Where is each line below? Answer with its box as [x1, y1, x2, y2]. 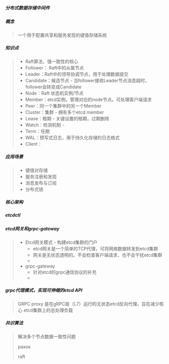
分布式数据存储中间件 [5, 5, 50, 11]
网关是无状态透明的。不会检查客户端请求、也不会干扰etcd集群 [32, 252, 162, 258]
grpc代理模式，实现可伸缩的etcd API [5, 287, 83, 293]
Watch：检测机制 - [25, 122, 64, 128]
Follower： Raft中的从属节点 [25, 65, 84, 71]
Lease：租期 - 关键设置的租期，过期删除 [25, 116, 110, 122]
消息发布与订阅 [25, 180, 57, 186]
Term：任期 [25, 128, 50, 135]
